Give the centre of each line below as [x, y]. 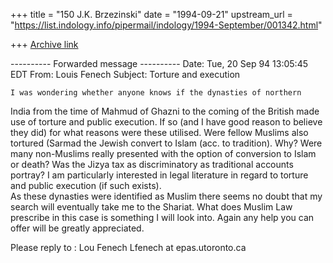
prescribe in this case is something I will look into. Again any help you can [162, 217]
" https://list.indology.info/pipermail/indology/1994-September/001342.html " [166, 25]
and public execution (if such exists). [86, 185]
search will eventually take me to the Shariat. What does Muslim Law [151, 207]
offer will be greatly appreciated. [77, 228]
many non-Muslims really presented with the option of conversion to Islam [163, 153]
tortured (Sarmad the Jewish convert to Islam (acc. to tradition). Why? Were [166, 143]
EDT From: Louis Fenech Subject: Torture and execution [125, 74]
